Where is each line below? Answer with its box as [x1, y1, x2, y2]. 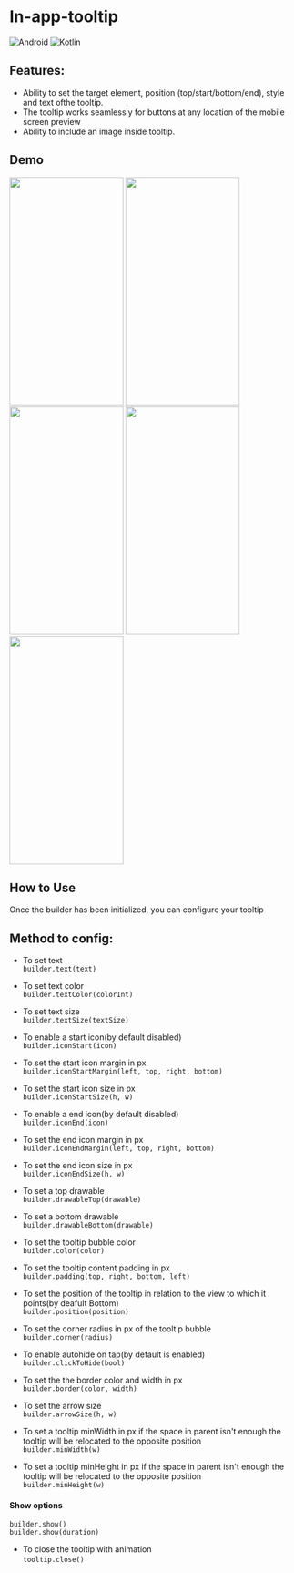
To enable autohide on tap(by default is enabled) [22, 1349, 206, 1360]
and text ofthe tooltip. [22, 97, 104, 108]
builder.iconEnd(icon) [22, 1118, 109, 1127]
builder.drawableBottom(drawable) [22, 1221, 154, 1230]
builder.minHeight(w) [22, 1481, 105, 1490]
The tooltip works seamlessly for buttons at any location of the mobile [22, 107, 285, 118]
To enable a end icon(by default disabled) [22, 1109, 179, 1120]
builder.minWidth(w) [22, 1445, 101, 1455]
